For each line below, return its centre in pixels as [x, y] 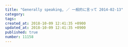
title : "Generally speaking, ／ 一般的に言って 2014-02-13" [64, 10]
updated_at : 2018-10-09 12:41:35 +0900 [46, 28]
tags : [10, 19]
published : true [21, 32]
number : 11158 [19, 37]
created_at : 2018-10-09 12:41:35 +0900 [46, 23]
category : [15, 14]
